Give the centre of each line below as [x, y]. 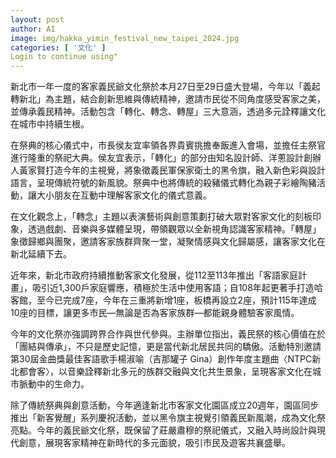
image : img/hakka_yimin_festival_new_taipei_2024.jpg [125, 38]
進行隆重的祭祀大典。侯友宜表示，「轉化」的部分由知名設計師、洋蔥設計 [157, 158]
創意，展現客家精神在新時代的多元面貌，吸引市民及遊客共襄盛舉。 [154, 443]
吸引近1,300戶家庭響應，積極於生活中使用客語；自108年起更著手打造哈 [177, 288]
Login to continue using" [64, 57]
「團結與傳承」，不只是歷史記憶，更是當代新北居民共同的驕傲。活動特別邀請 [166, 347]
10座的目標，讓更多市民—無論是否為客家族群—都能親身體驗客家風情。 [155, 313]
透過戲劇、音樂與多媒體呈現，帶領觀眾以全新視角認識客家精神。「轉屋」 [174, 229]
